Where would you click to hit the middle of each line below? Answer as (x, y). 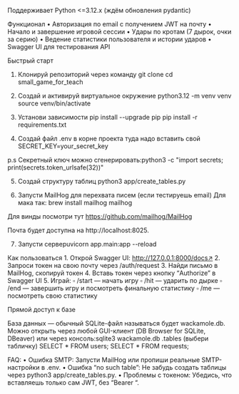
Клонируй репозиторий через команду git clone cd (95, 74)
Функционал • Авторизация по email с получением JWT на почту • (110, 24)
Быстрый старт (30, 61)
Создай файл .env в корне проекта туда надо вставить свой (109, 139)
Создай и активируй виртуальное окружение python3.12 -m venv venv (124, 96)
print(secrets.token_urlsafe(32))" (56, 167)
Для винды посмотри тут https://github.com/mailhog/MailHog (100, 216)
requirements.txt (42, 125)
